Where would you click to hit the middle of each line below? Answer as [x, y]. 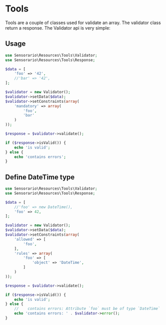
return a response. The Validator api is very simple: [58, 28]
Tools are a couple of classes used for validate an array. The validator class [83, 23]
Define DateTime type [40, 177]
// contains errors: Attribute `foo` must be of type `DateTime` [87, 309]
